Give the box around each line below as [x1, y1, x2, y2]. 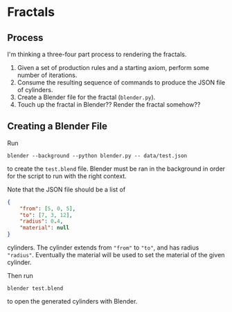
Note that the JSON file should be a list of [7, 185, 126, 193]
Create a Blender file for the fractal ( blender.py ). [17, 93, 156, 101]
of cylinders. [17, 86, 53, 94]
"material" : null [19, 225, 70, 232]
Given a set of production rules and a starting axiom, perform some [17, 64, 210, 71]
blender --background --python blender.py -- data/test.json [7, 152, 188, 159]
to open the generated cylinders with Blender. [7, 297, 138, 306]
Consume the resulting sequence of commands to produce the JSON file [17, 78, 226, 87]
